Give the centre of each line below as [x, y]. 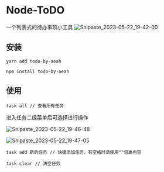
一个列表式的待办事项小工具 [40, 27]
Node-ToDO [35, 10]
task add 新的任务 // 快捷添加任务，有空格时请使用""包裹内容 [74, 152]
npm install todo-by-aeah [37, 71]
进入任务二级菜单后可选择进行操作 [47, 117]
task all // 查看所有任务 [35, 106]
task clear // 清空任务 [33, 164]
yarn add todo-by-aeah [34, 61]
